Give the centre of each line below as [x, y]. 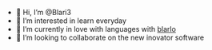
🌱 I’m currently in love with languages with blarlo [96, 29]
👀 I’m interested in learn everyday [71, 21]
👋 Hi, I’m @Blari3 [44, 12]
